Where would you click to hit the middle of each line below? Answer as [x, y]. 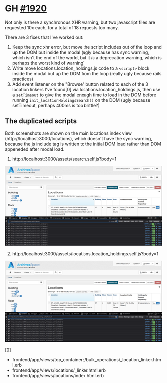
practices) [23, 79]
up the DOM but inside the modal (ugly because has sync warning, [81, 52]
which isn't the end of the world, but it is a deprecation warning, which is [87, 57]
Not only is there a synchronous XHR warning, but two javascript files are [80, 22]
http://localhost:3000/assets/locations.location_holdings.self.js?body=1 [85, 254]
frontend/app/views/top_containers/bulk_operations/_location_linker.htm [86, 359]
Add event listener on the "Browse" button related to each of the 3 [80, 84]
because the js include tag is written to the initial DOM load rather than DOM [83, 144]
